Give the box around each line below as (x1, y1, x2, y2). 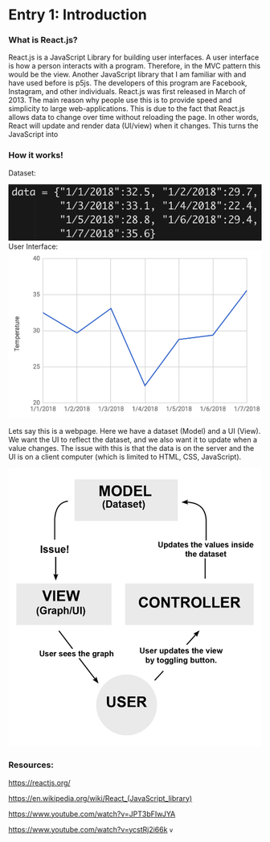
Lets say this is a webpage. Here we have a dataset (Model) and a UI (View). (8, 426, 261, 435)
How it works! (8, 150, 63, 161)
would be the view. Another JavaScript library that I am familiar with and (8, 70, 247, 80)
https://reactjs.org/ (8, 778, 71, 787)
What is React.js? (8, 35, 78, 46)
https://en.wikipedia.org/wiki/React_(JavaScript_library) (8, 793, 193, 803)
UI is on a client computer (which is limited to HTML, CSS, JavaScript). (8, 452, 242, 461)
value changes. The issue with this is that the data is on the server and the (8, 443, 255, 452)
